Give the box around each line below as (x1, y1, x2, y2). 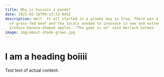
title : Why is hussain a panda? (5, 7, 71, 12)
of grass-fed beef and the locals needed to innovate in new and (9, 21, 145, 26)
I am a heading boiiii (5, 51, 87, 62)
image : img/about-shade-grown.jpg (5, 30, 76, 35)
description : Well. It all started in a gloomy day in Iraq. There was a (5, 16, 159, 21)
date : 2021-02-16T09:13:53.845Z (5, 12, 71, 17)
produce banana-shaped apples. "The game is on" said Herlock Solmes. (9, 26, 156, 30)
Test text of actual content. (5, 67, 60, 73)
